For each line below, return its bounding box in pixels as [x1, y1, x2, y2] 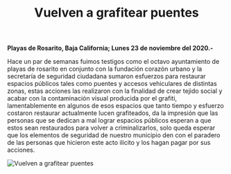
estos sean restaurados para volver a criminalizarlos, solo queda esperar [7, 123, 216, 132]
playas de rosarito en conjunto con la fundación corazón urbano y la [7, 64, 203, 73]
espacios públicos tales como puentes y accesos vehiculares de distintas [7, 80, 217, 88]
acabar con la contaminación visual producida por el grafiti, [7, 94, 178, 103]
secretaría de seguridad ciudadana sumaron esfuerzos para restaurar [7, 72, 206, 80]
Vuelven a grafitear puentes [34, 5, 199, 21]
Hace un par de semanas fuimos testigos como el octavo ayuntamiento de [7, 58, 220, 66]
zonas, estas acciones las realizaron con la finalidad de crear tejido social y [7, 87, 223, 95]
